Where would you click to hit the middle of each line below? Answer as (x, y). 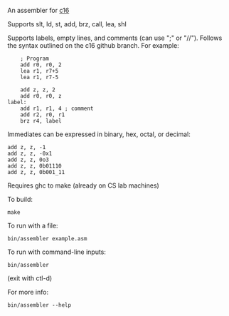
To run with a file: (33, 225)
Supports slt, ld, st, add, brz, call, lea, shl (67, 24)
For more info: (28, 292)
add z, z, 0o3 (28, 160)
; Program (35, 58)
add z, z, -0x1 (30, 153)
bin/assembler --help (39, 305)
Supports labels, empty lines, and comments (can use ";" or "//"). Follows (115, 38)
